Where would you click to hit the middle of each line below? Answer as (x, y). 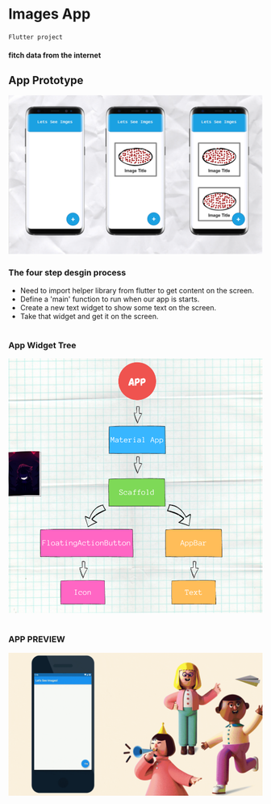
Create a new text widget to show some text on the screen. (118, 307)
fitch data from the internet (55, 55)
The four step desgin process (67, 273)
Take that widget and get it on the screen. (89, 316)
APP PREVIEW (37, 639)
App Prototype (46, 80)
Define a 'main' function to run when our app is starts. (110, 299)
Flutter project (35, 37)
